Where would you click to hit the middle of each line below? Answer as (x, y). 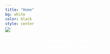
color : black (19, 19)
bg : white (15, 14)
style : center (20, 24)
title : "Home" (20, 10)
